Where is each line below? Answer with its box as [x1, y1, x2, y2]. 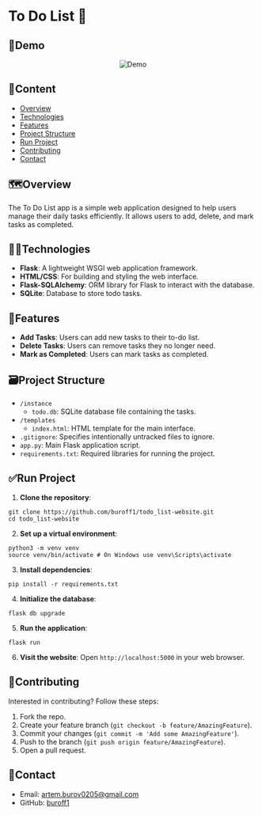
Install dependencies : [19, 565, 93, 574]
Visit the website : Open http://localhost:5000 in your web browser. [19, 652, 245, 661]
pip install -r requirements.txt [8, 580, 119, 588]
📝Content [8, 82, 57, 96]
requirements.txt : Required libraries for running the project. [19, 449, 215, 458]
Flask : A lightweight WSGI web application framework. [19, 263, 198, 273]
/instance [19, 400, 53, 408]
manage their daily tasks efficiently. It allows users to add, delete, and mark [8, 211, 255, 221]
